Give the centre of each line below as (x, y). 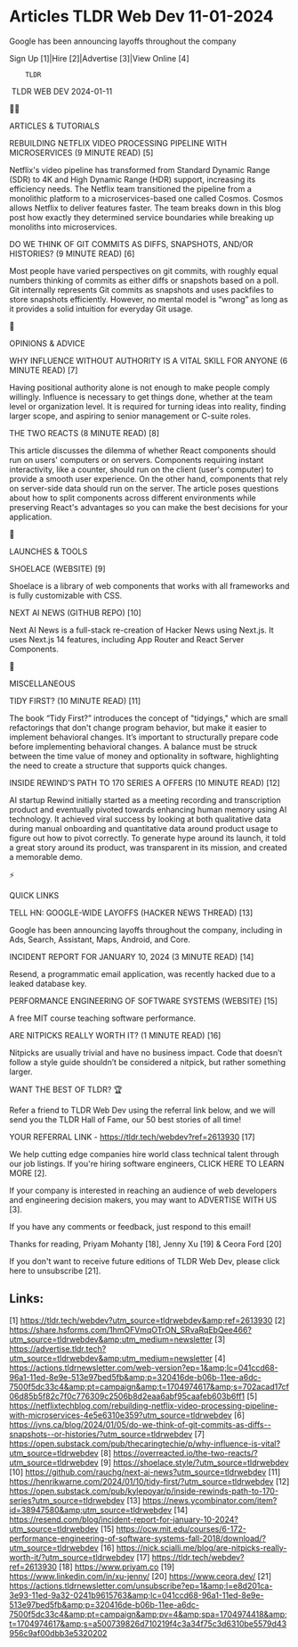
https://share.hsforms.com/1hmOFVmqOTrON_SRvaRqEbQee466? (130, 1329)
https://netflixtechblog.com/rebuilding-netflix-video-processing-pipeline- (144, 1405)
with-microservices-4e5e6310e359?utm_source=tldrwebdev (121, 1415)
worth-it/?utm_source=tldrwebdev (72, 1557)
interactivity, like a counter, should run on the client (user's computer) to (141, 469)
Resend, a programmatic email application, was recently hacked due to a (142, 973)
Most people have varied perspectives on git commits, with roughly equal (144, 270)
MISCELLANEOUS (42, 683)
